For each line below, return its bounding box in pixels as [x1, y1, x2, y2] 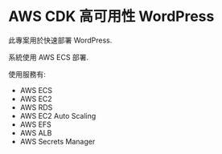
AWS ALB [19, 128, 52, 137]
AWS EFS [19, 120, 52, 129]
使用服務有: [8, 69, 47, 79]
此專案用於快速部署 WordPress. [8, 35, 113, 45]
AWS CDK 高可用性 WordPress [8, 7, 215, 26]
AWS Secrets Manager [19, 136, 96, 146]
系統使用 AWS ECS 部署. [8, 52, 89, 62]
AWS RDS [19, 102, 53, 112]
